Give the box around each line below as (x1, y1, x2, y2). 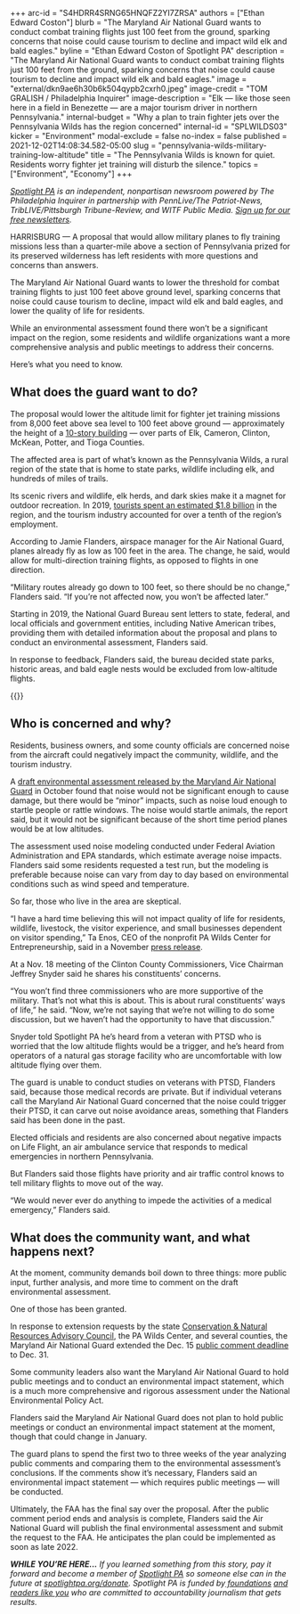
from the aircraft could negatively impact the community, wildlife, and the (10, 749, 279, 760)
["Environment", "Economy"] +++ (10, 168, 133, 179)
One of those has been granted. (10, 1304, 127, 1315)
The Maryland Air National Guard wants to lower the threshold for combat (10, 277, 280, 288)
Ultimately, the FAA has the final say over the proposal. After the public (10, 1503, 270, 1514)
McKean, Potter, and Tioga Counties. (10, 437, 145, 447)
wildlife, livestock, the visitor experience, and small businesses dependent (10, 922, 283, 933)
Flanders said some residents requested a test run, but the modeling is (10, 859, 270, 870)
